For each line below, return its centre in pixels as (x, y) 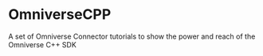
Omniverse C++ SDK (43, 44)
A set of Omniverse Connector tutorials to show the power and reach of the (132, 36)
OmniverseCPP (60, 15)
